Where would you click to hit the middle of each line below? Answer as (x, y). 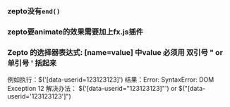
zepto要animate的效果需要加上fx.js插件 (75, 32)
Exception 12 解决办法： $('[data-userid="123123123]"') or (92, 89)
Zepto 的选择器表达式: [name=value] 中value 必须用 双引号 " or (115, 52)
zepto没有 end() (34, 11)
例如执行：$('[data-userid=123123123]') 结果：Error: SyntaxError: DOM (111, 80)
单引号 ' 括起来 (32, 63)
